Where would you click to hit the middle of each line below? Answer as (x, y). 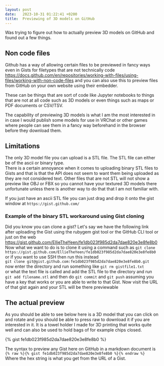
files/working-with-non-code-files (40, 81)
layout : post (18, 10)
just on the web (21, 237)
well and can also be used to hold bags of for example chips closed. (73, 330)
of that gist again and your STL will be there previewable (62, 287)
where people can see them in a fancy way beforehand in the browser (75, 126)
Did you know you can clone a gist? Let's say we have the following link (77, 227)
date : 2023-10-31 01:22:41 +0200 (41, 14)
